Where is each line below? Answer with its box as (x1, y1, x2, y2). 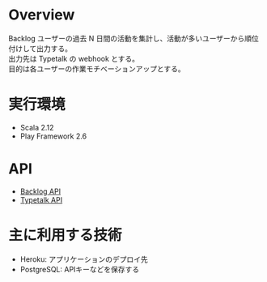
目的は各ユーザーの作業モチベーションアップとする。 (8, 63, 186, 74)
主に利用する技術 (8, 226, 123, 244)
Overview (8, 6, 75, 24)
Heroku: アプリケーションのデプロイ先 (19, 254, 148, 264)
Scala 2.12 (19, 122, 54, 132)
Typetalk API (19, 194, 63, 204)
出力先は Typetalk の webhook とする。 (8, 53, 140, 63)
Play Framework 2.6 (19, 131, 87, 141)
